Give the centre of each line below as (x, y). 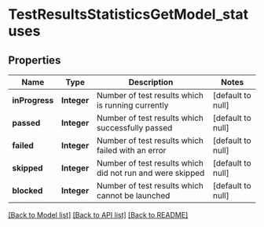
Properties (35, 60)
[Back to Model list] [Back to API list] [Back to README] (98, 215)
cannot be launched (134, 196)
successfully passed (135, 128)
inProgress (33, 100)
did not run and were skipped (151, 173)
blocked (27, 190)
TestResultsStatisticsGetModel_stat (128, 15)
